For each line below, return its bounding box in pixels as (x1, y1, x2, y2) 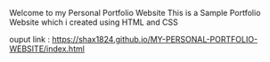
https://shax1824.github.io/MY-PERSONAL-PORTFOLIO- (52, 35, 258, 44)
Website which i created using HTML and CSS (9, 17, 178, 27)
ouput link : (9, 35, 51, 44)
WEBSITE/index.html (9, 43, 85, 54)
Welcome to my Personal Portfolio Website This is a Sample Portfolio (9, 8, 261, 18)
